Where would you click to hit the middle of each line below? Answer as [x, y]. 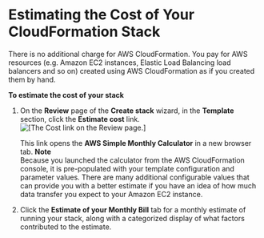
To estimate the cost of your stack [66, 95]
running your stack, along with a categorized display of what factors [132, 218]
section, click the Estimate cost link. [80, 119]
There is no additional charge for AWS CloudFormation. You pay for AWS [128, 54]
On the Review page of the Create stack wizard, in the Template [127, 111]
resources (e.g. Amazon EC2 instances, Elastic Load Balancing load [120, 63]
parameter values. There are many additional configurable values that [134, 177]
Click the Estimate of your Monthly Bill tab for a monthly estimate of [133, 209]
